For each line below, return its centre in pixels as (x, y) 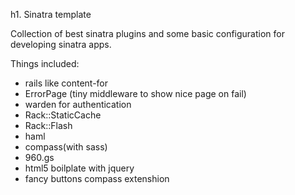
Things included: (45, 63)
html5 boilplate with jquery (79, 168)
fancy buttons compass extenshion (97, 178)
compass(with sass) (66, 147)
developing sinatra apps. (61, 44)
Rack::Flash (48, 125)
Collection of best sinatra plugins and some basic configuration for (147, 33)
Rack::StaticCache (63, 115)
